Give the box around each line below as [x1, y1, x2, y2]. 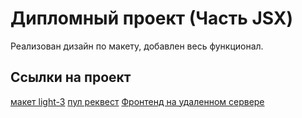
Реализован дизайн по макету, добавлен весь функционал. [10, 40, 264, 52]
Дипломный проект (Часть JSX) [10, 7, 294, 30]
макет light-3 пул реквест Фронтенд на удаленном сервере [10, 95, 265, 107]
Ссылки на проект [10, 69, 132, 86]
